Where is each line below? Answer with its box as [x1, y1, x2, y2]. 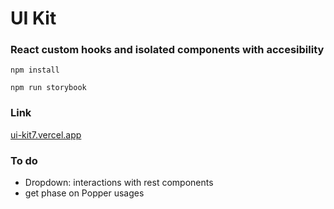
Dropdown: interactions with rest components [24, 177, 214, 189]
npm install [10, 65, 60, 76]
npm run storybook [10, 83, 87, 93]
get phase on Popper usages [24, 187, 145, 199]
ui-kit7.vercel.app [10, 128, 82, 141]
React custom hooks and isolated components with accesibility [10, 43, 325, 57]
